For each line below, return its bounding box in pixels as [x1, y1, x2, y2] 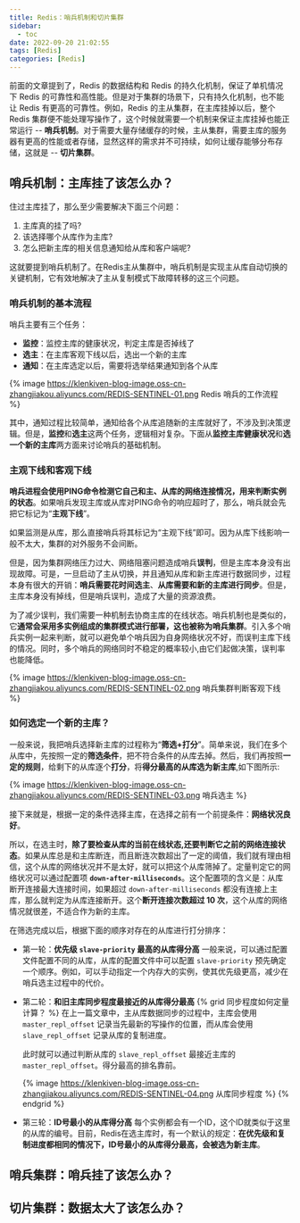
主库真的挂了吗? [21, 220, 82, 230]
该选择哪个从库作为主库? [21, 231, 113, 242]
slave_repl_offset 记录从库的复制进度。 [21, 1029, 171, 1040]
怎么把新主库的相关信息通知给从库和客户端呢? [21, 242, 191, 253]
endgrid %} [21, 1098, 65, 1109]
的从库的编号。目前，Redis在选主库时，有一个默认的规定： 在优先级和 [21, 1127, 279, 1138]
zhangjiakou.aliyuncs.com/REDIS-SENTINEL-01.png [9, 389, 199, 400]
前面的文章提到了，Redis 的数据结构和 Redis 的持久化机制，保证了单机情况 [9, 80, 284, 90]
